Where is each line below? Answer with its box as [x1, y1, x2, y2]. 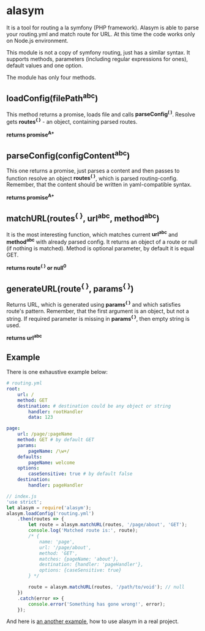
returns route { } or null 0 [6, 263, 67, 271]
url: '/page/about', [39, 544, 92, 551]
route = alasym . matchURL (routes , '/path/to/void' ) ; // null [28, 584, 185, 591]
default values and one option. [6, 62, 83, 69]
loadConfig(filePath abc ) [6, 91, 99, 104]
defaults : [17, 454, 43, 460]
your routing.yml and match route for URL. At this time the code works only [6, 30, 195, 37]
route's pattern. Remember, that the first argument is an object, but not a [6, 307, 190, 315]
